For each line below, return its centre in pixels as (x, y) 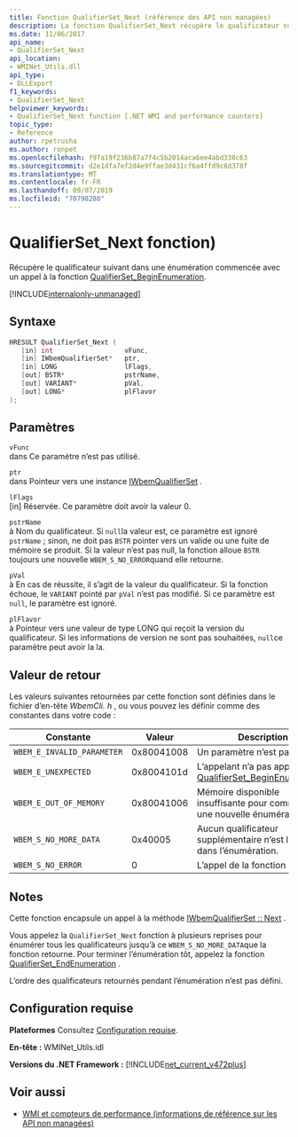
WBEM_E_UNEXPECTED (52, 772)
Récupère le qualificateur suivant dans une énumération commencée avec (145, 267)
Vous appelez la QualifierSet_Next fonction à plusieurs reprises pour (136, 936)
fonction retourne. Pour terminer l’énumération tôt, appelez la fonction (137, 954)
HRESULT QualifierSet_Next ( (63, 342)
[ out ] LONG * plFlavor (89, 391)
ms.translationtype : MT (53, 174)
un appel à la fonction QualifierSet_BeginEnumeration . (108, 277)
